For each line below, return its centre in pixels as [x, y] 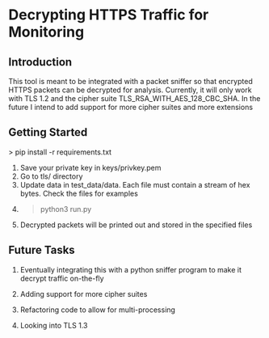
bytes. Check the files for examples [79, 193]
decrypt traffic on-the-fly [62, 278]
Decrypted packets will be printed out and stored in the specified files [136, 225]
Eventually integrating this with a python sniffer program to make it [131, 269]
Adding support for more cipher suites [84, 294]
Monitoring [46, 32]
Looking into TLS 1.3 [54, 325]
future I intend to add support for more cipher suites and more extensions [130, 107]
